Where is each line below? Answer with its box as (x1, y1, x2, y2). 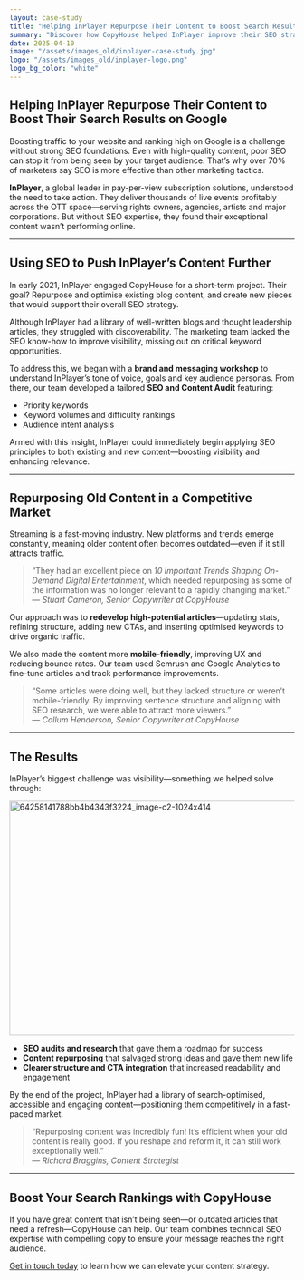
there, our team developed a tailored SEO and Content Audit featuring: (9, 382, 274, 393)
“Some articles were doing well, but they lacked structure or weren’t (31, 685, 285, 696)
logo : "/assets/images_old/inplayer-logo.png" (9, 55, 188, 64)
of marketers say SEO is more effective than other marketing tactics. (9, 164, 265, 175)
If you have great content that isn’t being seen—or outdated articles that (9, 1214, 279, 1225)
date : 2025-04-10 (9, 38, 75, 48)
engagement (22, 1072, 71, 1083)
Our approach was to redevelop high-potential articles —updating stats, (9, 612, 280, 623)
